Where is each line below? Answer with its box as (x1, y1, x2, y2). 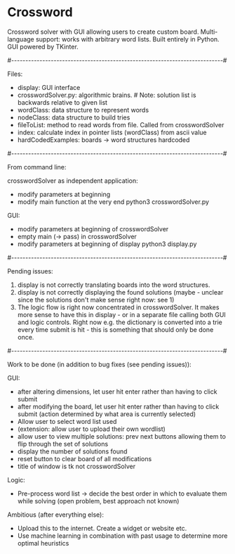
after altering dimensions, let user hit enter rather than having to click (17, 387, 217, 396)
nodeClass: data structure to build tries (17, 113, 130, 122)
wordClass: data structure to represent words (17, 105, 149, 114)
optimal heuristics (17, 539, 69, 547)
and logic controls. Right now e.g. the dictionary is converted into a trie (17, 318, 222, 326)
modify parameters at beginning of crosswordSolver (17, 224, 169, 233)
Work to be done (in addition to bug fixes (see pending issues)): (7, 360, 192, 368)
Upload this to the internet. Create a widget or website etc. (17, 524, 187, 532)
